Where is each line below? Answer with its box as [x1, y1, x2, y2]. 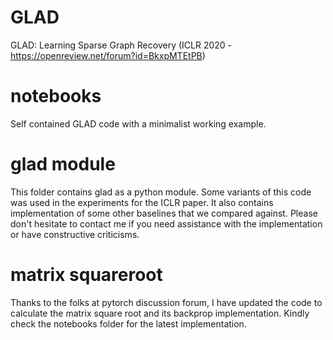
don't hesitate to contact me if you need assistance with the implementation [10, 217, 323, 230]
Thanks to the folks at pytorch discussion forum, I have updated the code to [10, 296, 323, 308]
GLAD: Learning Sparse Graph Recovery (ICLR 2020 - [10, 39, 233, 51]
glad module [10, 153, 116, 176]
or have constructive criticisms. [10, 228, 140, 240]
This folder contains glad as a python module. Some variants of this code [10, 186, 312, 198]
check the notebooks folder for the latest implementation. [10, 317, 247, 330]
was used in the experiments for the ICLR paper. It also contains [10, 196, 274, 208]
